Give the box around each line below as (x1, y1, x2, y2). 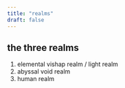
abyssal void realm (16, 67, 71, 76)
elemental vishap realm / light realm (16, 60, 119, 69)
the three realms (7, 42, 79, 54)
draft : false (7, 16, 45, 23)
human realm (16, 75, 55, 83)
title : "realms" (7, 10, 54, 17)
